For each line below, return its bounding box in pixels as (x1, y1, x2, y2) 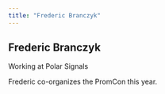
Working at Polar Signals (8, 62, 89, 71)
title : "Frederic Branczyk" (8, 11, 102, 20)
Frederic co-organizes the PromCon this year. (8, 77, 158, 87)
